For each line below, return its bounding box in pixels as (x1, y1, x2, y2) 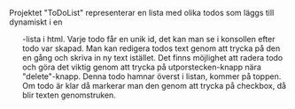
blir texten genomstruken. (21, 90, 117, 100)
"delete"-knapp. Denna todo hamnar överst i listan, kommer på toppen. (21, 71, 282, 82)
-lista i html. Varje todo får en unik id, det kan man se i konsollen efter (21, 34, 276, 44)
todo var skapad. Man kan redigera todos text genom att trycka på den (21, 43, 281, 54)
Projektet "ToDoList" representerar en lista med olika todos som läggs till (9, 8, 275, 18)
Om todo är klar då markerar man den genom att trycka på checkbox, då (21, 81, 286, 91)
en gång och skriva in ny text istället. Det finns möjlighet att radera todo (21, 53, 283, 62)
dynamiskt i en (9, 17, 63, 27)
